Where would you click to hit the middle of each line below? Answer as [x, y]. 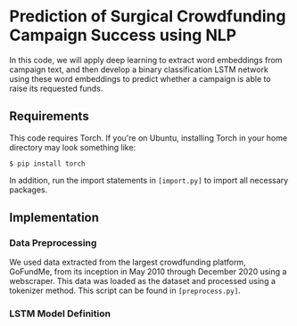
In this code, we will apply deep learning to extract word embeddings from [146, 60]
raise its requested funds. [56, 88]
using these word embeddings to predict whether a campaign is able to [140, 78]
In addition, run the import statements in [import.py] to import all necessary [149, 180]
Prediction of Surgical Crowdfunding [148, 16]
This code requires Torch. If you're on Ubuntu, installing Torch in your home [148, 138]
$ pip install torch [48, 163]
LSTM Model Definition [60, 314]
